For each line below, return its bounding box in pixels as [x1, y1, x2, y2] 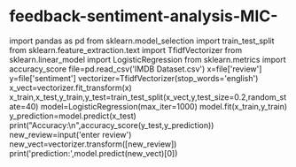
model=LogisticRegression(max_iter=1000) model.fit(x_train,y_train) [40, 101, 288, 111]
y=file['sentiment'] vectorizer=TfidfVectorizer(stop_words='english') [9, 72, 259, 83]
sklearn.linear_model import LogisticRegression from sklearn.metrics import [9, 54, 286, 65]
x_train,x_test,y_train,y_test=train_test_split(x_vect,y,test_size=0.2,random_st [9, 91, 287, 102]
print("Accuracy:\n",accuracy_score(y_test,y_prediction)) [9, 119, 214, 130]
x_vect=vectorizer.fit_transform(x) [9, 82, 133, 93]
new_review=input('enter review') [9, 129, 132, 140]
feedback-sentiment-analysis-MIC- [9, 6, 278, 27]
